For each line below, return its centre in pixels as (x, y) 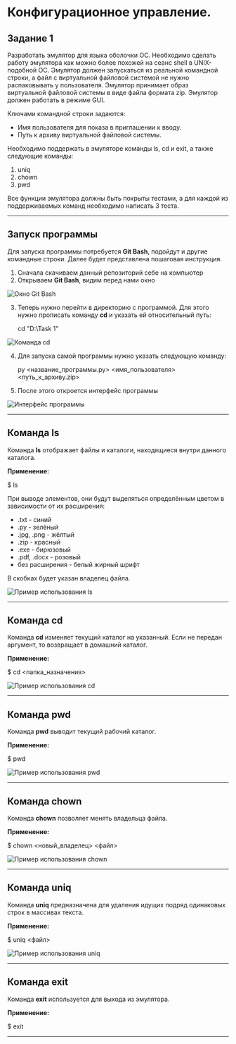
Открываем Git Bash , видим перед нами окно (86, 280)
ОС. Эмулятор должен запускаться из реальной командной (128, 70)
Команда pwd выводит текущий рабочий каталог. (82, 732)
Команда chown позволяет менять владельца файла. (87, 819)
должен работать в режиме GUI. (56, 100)
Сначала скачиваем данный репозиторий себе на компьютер (110, 273)
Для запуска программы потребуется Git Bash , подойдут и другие (107, 251)
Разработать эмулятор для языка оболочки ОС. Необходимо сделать (112, 55)
